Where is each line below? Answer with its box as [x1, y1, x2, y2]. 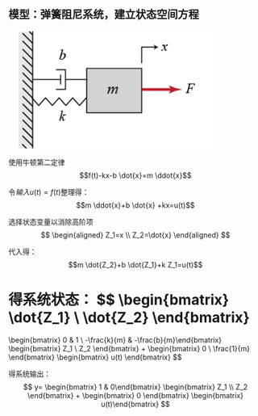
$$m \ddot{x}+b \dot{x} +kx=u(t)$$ [76, 200, 195, 210]
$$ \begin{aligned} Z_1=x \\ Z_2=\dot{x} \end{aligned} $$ [40, 229, 231, 240]
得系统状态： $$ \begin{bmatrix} [8, 291, 230, 309]
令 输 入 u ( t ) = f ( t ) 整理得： [8, 187, 89, 196]
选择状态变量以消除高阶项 [8, 216, 94, 226]
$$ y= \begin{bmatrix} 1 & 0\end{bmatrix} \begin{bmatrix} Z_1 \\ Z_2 [23, 382, 248, 392]
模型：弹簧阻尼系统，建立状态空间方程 [8, 7, 199, 22]
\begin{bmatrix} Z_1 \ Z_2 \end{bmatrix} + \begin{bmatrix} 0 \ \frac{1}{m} [8, 343, 250, 353]
